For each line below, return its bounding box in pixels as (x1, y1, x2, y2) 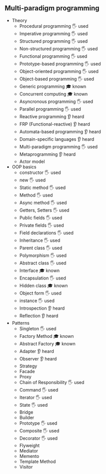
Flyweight (19, 442, 40, 448)
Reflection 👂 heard (19, 313, 58, 319)
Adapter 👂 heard (19, 348, 54, 354)
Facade (19, 368, 35, 374)
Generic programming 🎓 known (19, 83, 86, 89)
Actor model (19, 158, 45, 164)
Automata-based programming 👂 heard (19, 128, 101, 135)
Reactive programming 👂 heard (19, 113, 84, 120)
